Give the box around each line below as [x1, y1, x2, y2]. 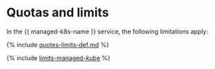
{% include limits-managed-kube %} [6, 53, 111, 62]
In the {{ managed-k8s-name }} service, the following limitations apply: [6, 27, 208, 36]
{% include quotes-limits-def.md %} [6, 40, 110, 49]
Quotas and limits [6, 5, 110, 20]
